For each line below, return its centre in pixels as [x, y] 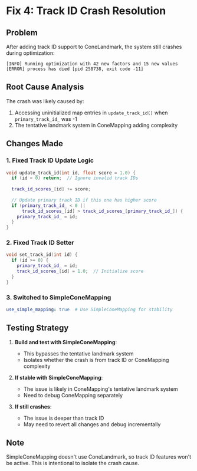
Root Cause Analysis [45, 87]
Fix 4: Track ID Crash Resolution [86, 11]
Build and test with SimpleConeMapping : [65, 342]
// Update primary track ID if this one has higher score [84, 200]
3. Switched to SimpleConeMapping [59, 297]
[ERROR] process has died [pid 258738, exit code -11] [75, 69]
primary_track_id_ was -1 [46, 118]
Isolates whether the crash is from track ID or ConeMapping [96, 360]
